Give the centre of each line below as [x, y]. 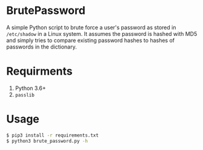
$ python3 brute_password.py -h [47, 141]
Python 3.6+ [31, 88]
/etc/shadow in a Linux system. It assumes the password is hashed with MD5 [102, 33]
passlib [25, 95]
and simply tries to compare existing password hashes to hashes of [91, 40]
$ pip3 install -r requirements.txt [52, 135]
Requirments [39, 71]
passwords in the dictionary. [42, 47]
